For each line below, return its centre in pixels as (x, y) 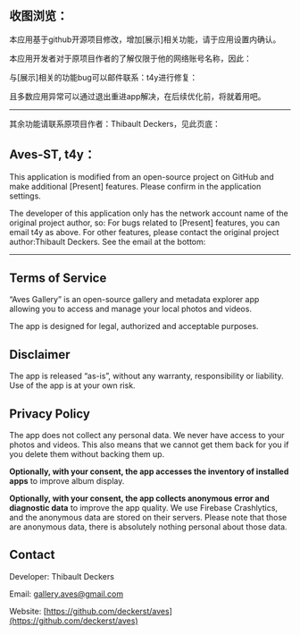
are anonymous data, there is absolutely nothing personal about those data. (148, 527)
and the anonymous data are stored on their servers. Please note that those (148, 518)
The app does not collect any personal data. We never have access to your (147, 436)
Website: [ (28, 611)
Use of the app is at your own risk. (72, 385)
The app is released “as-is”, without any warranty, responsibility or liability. (146, 376)
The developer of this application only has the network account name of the (149, 213)
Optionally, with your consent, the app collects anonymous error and (139, 498)
